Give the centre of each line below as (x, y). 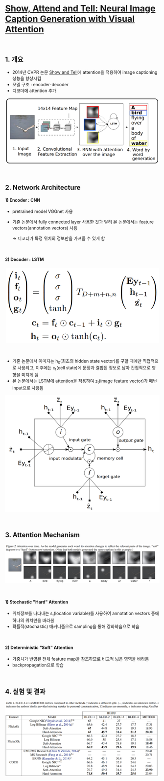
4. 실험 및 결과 (25, 691)
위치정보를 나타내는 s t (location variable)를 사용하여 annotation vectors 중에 (85, 614)
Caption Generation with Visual (70, 19)
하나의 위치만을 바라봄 (33, 620)
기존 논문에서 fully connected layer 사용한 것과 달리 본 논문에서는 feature (83, 222)
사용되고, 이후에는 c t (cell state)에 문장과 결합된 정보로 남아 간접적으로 (84, 368)
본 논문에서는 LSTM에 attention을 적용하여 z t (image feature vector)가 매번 (84, 381)
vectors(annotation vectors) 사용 (45, 228)
